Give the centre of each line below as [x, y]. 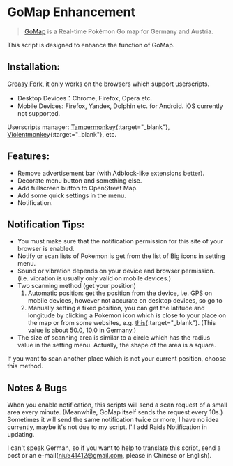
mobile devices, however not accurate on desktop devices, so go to [125, 301]
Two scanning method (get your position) [76, 286]
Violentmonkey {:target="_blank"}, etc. [62, 134]
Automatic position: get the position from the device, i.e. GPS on [120, 293]
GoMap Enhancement [72, 12]
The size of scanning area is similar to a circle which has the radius [114, 338]
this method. [25, 366]
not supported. [39, 113]
